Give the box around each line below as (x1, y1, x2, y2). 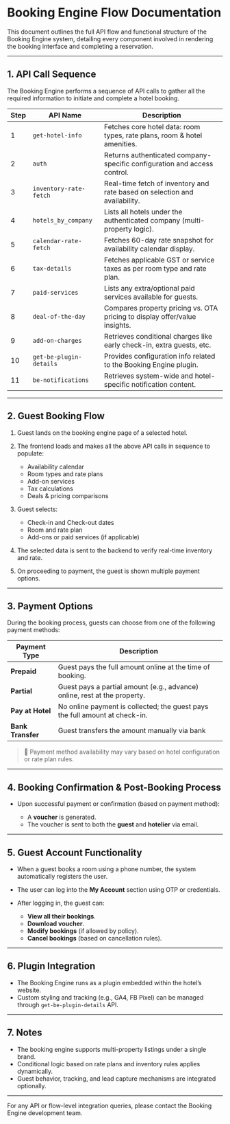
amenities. (103, 139, 138, 148)
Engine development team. (7, 1108, 83, 1117)
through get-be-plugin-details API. (16, 1000, 118, 1009)
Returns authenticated (103, 150, 176, 159)
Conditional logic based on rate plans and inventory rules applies (16, 1059, 201, 1068)
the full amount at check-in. (57, 710, 149, 720)
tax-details (32, 265, 72, 272)
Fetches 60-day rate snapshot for (103, 235, 214, 245)
